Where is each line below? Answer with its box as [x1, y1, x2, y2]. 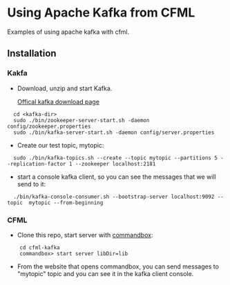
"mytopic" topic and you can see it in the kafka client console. [17, 269, 194, 277]
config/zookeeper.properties [7, 123, 91, 130]
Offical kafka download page [17, 97, 100, 106]
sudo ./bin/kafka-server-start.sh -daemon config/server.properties [13, 129, 215, 136]
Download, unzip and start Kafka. [17, 84, 113, 92]
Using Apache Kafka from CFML [7, 5, 195, 21]
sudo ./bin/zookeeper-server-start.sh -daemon [13, 117, 150, 124]
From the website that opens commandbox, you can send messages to [17, 262, 220, 271]
